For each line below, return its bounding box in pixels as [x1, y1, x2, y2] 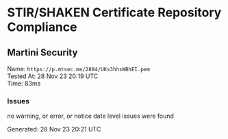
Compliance [7, 19, 77, 35]
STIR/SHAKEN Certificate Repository [7, 5, 222, 21]
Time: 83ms [7, 79, 41, 87]
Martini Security [7, 47, 78, 58]
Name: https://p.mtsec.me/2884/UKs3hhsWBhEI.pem [7, 65, 151, 73]
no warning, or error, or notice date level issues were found [7, 112, 175, 121]
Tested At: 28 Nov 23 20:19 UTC [7, 72, 99, 80]
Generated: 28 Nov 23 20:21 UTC [7, 125, 101, 134]
